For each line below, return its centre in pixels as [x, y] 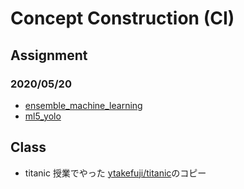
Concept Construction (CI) [122, 18]
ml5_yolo [43, 116]
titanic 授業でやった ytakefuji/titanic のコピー [115, 173]
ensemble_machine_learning [83, 105]
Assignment [49, 55]
